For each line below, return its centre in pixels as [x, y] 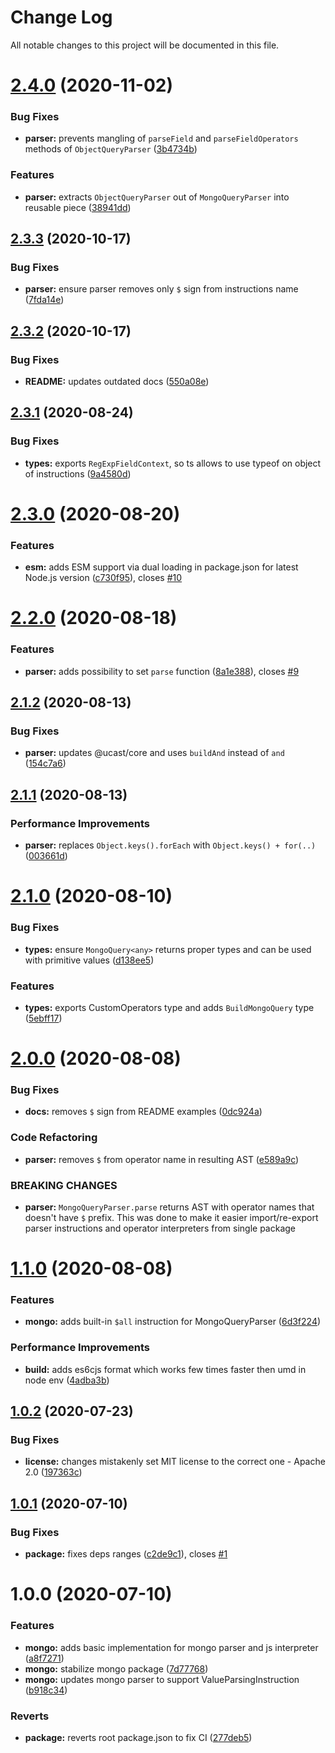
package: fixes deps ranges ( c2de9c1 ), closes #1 [126, 1554]
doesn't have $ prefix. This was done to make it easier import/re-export [171, 1217]
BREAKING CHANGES [64, 1185]
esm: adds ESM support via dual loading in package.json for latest [161, 567]
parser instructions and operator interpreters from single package [160, 1228]
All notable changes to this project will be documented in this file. [145, 45]
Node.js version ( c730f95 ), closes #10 [103, 578]
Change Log [61, 17]
